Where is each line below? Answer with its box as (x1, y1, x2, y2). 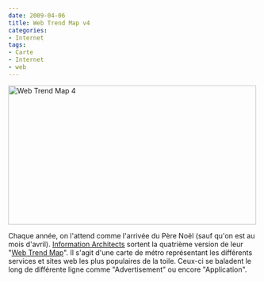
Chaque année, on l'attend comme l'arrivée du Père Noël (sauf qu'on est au (8, 231, 255, 240)
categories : (8, 26, 48, 34)
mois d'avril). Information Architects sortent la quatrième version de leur (8, 239, 243, 249)
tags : (8, 41, 26, 49)
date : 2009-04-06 (8, 11, 66, 20)
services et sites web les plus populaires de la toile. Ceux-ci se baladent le (8, 256, 252, 265)
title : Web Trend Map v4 (8, 19, 90, 27)
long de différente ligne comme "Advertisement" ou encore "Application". (8, 265, 247, 274)
